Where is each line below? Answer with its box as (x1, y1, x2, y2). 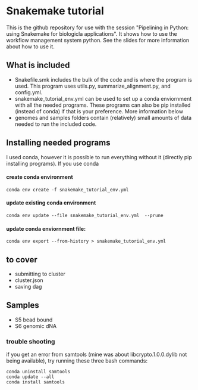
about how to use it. (6, 43, 55, 50)
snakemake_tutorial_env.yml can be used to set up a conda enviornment (14, 95, 192, 102)
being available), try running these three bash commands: (6, 357, 147, 364)
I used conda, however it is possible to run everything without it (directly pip (6, 153, 192, 160)
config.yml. (14, 88, 43, 96)
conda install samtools (6, 379, 65, 385)
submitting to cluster (14, 270, 65, 277)
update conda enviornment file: (6, 225, 86, 232)
